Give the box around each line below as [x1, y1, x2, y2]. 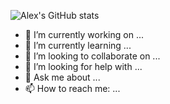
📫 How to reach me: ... [24, 83, 121, 94]
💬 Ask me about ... [24, 71, 101, 83]
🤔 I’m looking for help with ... [24, 61, 143, 72]
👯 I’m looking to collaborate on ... [24, 50, 161, 62]
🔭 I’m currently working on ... [24, 29, 144, 40]
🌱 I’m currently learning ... [24, 40, 132, 51]
